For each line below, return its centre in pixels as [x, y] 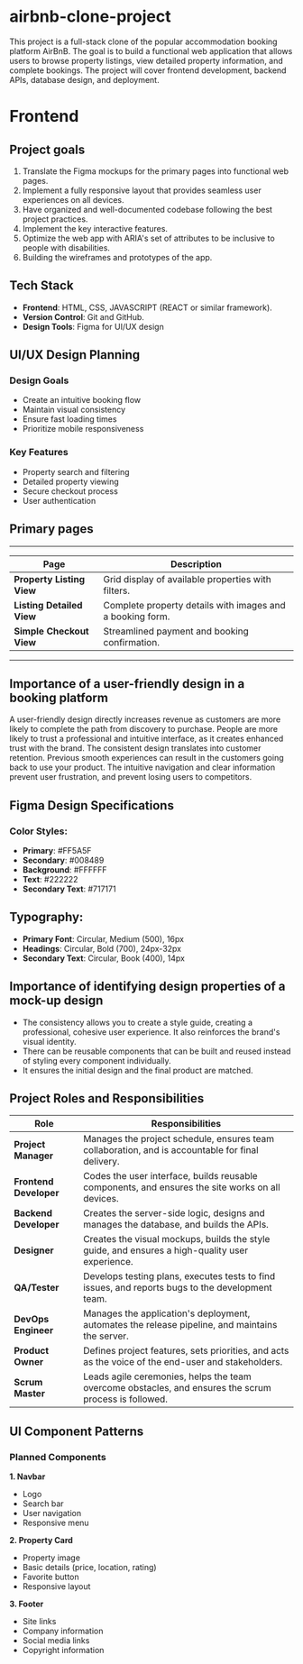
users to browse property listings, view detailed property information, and [147, 60]
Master [29, 1394]
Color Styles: [38, 831]
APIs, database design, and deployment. [84, 79]
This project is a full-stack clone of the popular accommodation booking [143, 41]
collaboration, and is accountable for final [170, 1150]
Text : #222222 [50, 880]
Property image [51, 1558]
